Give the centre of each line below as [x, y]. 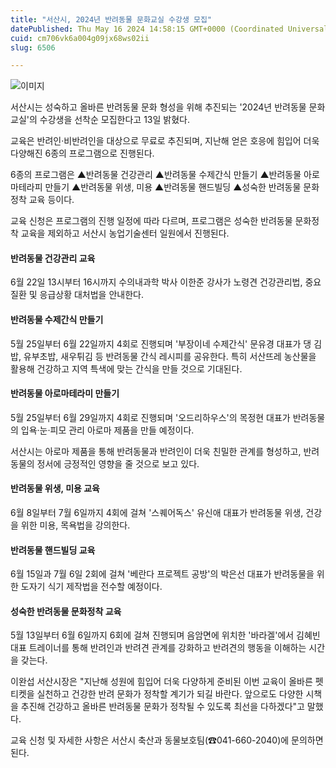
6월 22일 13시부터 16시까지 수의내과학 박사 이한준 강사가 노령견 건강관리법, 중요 [166, 282]
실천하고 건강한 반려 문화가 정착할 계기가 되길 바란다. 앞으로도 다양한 [170, 694]
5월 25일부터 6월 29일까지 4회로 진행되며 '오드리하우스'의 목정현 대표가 [150, 417]
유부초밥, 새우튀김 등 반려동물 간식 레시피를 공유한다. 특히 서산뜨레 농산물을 [170, 356]
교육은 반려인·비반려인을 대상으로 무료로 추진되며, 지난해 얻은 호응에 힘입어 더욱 [165, 141]
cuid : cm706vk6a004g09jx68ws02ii [80, 38]
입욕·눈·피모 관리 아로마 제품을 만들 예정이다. [107, 430]
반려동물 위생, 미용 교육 [55, 488]
